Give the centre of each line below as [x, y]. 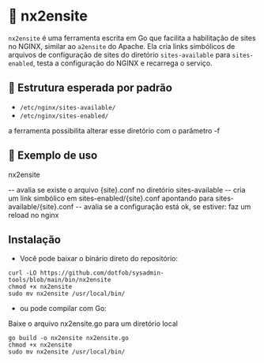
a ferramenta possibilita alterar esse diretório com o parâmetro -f [114, 130]
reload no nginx [34, 215]
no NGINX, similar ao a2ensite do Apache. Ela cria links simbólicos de [122, 46]
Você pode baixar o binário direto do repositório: [98, 259]
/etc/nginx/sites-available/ [68, 107]
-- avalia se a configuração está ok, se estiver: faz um [163, 206]
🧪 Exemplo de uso [53, 156]
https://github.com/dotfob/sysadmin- [102, 273]
